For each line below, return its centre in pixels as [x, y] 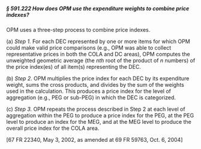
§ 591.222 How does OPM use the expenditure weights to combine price [98, 8]
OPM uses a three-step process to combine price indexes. [78, 29]
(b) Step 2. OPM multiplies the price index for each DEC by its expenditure [98, 78]
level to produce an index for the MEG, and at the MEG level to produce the [99, 121]
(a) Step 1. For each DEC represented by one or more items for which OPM [98, 41]
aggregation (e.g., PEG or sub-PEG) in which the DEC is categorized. [91, 97]
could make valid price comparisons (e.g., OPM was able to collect [89, 47]
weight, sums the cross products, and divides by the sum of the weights [95, 84]
